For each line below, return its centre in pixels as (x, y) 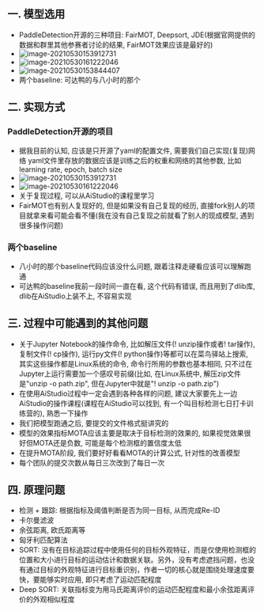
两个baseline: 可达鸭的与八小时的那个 (80, 80)
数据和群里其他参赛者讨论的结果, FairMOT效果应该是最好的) (116, 44)
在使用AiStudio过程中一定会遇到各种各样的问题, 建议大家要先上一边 (128, 393)
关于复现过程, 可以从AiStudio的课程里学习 (87, 195)
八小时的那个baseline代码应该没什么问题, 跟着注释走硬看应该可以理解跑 (135, 266)
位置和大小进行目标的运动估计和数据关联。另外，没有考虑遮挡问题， (130, 560)
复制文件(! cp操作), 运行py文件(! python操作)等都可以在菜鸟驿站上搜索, (133, 354)
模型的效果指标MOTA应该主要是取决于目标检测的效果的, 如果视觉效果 (131, 433)
